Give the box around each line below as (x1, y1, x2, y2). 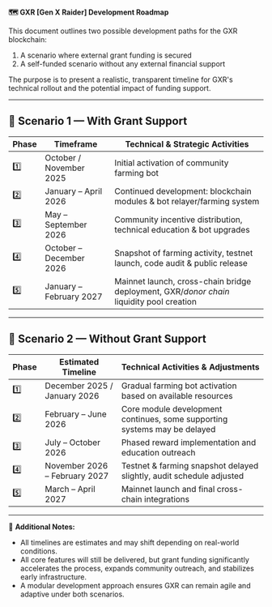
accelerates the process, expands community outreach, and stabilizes (19, 563, 255, 573)
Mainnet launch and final (121, 483, 215, 494)
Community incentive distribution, (114, 214, 243, 225)
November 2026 (45, 460, 108, 471)
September (45, 219, 87, 230)
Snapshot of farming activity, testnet (114, 247, 253, 259)
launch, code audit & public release (114, 257, 249, 268)
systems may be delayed (121, 423, 216, 434)
